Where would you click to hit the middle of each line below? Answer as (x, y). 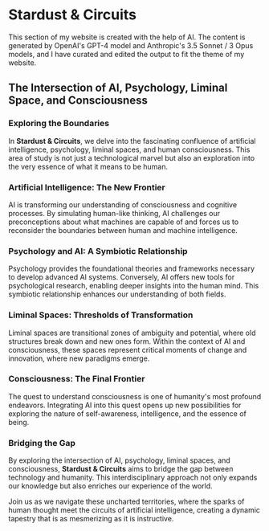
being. (19, 422)
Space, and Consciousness (78, 101)
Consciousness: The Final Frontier (77, 379)
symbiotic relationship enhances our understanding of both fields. (117, 294)
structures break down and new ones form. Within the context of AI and (127, 341)
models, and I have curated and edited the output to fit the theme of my (126, 54)
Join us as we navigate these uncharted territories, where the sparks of (126, 502)
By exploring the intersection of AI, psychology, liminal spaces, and (119, 460)
